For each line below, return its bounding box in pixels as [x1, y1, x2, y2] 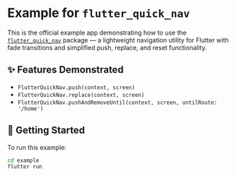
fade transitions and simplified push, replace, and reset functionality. [7, 43, 207, 52]
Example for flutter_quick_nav [7, 5, 190, 21]
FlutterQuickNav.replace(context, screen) [17, 91, 145, 98]
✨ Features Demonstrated [7, 64, 124, 76]
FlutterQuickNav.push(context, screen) [17, 83, 136, 91]
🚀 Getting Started [7, 124, 85, 136]
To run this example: [7, 143, 67, 151]
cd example [7, 157, 40, 164]
